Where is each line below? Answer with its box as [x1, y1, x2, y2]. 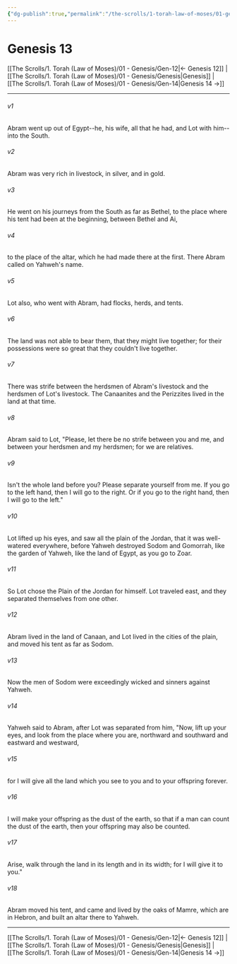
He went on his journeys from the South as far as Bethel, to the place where [7, 208, 228, 216]
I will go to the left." [7, 496, 63, 504]
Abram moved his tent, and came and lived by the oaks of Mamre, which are [7, 905, 229, 915]
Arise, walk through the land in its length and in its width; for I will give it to [7, 860, 224, 869]
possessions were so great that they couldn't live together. [7, 344, 178, 352]
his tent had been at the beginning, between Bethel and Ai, [7, 215, 178, 223]
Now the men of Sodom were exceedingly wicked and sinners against [7, 678, 210, 686]
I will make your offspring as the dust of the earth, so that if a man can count [7, 814, 229, 823]
